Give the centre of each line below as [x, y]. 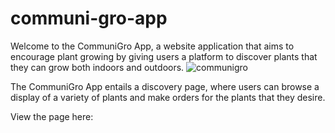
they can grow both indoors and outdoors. [97, 67]
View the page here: [52, 116]
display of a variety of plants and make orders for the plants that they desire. [168, 97]
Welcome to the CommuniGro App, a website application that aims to [152, 46]
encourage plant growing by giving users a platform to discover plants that [164, 56]
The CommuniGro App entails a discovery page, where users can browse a [165, 86]
